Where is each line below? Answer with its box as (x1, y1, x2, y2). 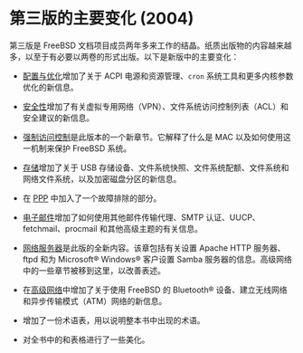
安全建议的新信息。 (22, 112, 95, 123)
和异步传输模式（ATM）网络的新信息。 (22, 295, 167, 306)
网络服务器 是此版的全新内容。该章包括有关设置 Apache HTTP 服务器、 (22, 242, 286, 253)
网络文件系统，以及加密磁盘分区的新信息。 (22, 173, 182, 184)
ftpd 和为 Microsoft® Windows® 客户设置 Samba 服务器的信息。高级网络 (22, 253, 292, 264)
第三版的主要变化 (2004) (9, 8, 194, 29)
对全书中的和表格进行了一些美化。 (22, 334, 150, 345)
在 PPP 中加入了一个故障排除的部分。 (22, 192, 162, 204)
